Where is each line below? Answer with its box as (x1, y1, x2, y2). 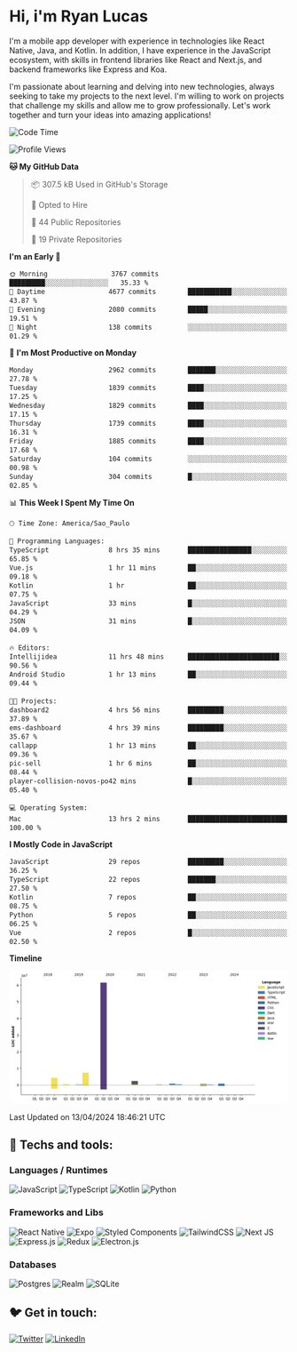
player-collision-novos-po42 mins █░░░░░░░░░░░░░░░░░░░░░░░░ (9, 776, 288, 786)
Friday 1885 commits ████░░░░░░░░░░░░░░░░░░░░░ (9, 436, 288, 445)
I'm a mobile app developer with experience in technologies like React (9, 36, 265, 46)
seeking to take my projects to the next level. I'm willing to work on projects (9, 91, 285, 101)
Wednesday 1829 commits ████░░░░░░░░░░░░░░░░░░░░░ (9, 401, 288, 410)
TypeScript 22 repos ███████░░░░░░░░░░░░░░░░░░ (9, 875, 288, 884)
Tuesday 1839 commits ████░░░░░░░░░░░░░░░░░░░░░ (9, 383, 288, 392)
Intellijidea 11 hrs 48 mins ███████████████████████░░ (9, 652, 288, 661)
